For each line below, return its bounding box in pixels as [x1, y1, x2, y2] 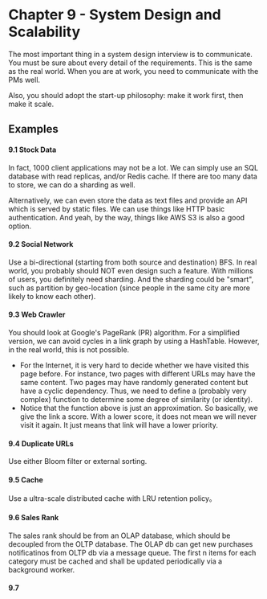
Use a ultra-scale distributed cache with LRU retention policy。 [8, 494, 216, 503]
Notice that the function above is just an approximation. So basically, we [19, 403, 258, 412]
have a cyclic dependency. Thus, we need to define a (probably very [19, 386, 247, 396]
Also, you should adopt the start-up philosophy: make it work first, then [8, 90, 244, 100]
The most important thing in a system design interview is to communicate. [8, 49, 253, 59]
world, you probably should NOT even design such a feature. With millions [8, 265, 254, 275]
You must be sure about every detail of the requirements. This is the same [8, 58, 253, 68]
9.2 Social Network [8, 240, 74, 249]
